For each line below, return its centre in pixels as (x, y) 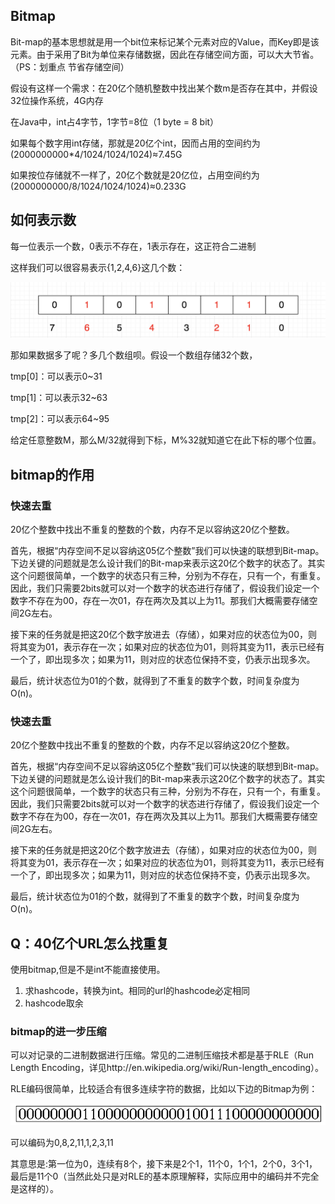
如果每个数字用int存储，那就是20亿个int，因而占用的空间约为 (135, 143)
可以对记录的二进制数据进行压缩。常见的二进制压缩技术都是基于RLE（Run (162, 1055)
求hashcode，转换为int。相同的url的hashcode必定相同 (137, 990)
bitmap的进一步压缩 (58, 1031)
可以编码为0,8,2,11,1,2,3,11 (62, 1143)
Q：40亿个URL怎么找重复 (90, 943)
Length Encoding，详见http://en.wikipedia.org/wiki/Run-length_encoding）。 (167, 1068)
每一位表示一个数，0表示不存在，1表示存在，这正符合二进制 (133, 246)
